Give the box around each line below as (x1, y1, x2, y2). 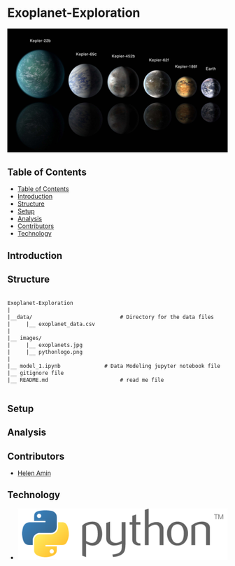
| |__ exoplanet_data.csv (7, 320, 96, 328)
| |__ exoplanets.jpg (7, 341, 83, 349)
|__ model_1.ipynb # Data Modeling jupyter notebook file (7, 362, 220, 370)
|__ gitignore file (7, 369, 64, 377)
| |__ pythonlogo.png (7, 348, 83, 356)
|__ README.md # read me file (7, 376, 164, 384)
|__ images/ (7, 334, 42, 342)
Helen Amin (17, 469, 51, 477)
